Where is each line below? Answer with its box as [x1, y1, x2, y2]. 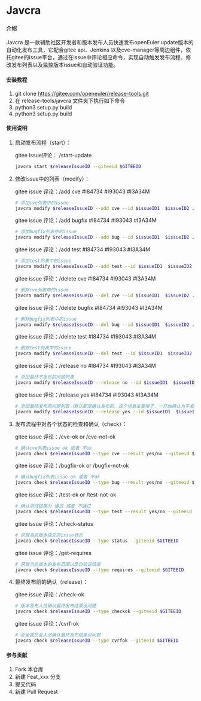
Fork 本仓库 [14, 666, 44, 673]
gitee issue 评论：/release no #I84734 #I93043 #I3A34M [14, 362, 157, 370]
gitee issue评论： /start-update [14, 151, 92, 159]
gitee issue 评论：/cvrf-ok [14, 620, 80, 627]
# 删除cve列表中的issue [14, 287, 69, 293]
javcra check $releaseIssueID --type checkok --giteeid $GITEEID [14, 608, 181, 615]
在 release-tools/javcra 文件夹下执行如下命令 [14, 97, 126, 104]
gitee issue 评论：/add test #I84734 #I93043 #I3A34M [14, 246, 151, 253]
